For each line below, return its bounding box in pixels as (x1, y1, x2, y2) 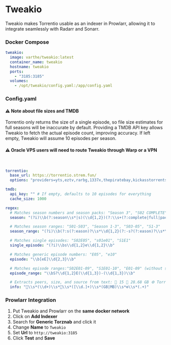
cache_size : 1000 (10, 196, 47, 202)
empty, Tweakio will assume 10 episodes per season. (5, 135, 117, 141)
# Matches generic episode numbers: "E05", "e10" (10, 252, 117, 257)
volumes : (10, 78, 28, 83)
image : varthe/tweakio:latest (10, 55, 74, 60)
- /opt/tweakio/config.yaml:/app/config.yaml (14, 83, 113, 89)
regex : (5, 205, 19, 211)
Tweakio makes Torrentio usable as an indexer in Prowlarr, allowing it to (5, 20, 155, 26)
